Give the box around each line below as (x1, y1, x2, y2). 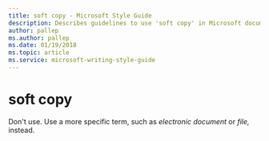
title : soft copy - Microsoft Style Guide (8, 11, 152, 20)
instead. (8, 125, 35, 135)
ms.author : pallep (8, 33, 70, 42)
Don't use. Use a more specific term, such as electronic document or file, (8, 116, 250, 126)
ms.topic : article (8, 49, 70, 57)
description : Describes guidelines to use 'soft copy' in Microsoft (8, 19, 242, 27)
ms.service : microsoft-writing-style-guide (8, 57, 156, 65)
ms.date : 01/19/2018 (8, 41, 78, 49)
